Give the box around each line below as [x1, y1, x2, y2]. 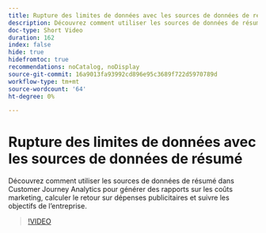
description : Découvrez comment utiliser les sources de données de [8, 19, 239, 27]
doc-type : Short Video [8, 26, 83, 34]
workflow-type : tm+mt [8, 77, 80, 85]
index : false [8, 41, 51, 49]
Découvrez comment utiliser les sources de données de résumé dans [8, 176, 235, 186]
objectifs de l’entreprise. [8, 201, 87, 211]
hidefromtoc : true [8, 56, 69, 64]
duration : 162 [8, 33, 55, 42]
